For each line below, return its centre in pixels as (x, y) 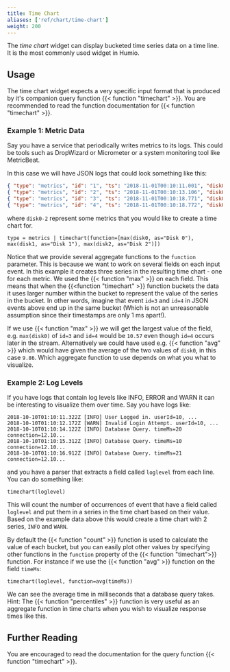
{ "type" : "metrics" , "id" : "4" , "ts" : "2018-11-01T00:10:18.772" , (105, 205)
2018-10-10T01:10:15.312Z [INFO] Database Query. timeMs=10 (95, 442)
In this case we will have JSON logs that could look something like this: (107, 173)
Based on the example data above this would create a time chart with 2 (107, 519)
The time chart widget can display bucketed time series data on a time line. (113, 46)
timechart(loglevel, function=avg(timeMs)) (70, 581)
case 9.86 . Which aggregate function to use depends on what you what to (112, 357)
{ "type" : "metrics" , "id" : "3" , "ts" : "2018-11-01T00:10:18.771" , (105, 199)
